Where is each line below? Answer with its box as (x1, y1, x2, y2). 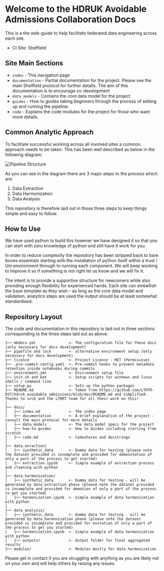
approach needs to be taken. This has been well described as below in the (5, 146, 155, 152)
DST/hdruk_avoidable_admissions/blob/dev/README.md (5, 392, 113, 397)
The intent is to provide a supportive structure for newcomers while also (5, 277, 151, 283)
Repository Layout (5, 313, 63, 321)
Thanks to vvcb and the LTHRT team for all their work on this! (5, 396, 139, 401)
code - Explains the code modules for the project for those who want (12, 109, 150, 114)
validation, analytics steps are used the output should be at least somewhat (5, 293, 158, 299)
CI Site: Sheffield (12, 45, 47, 51)
